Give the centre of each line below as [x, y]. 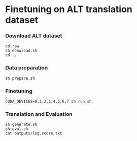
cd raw [12, 46]
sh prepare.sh [20, 78]
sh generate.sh [21, 125]
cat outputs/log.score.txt [34, 133]
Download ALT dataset [34, 36]
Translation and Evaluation [39, 114]
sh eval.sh [17, 129]
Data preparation [27, 68]
